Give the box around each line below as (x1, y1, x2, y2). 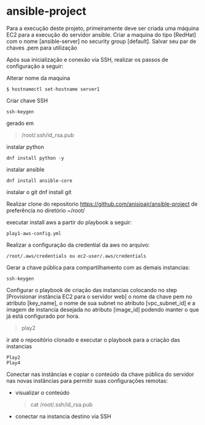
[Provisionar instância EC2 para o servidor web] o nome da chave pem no (6, 293, 193, 300)
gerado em (6, 119, 34, 127)
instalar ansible (6, 165, 45, 173)
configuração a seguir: (6, 62, 64, 70)
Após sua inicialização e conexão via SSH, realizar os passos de (6, 56, 168, 63)
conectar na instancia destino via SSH (15, 412, 111, 420)
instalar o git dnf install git (6, 188, 72, 195)
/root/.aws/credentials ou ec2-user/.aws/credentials (6, 253, 147, 259)
